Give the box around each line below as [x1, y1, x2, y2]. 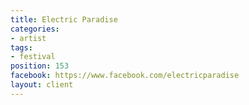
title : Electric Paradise [10, 14, 118, 25]
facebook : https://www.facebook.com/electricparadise [10, 71, 240, 81]
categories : [10, 24, 60, 34]
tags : [10, 42, 33, 53]
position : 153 [10, 61, 70, 71]
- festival [10, 52, 56, 62]
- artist [10, 33, 47, 43]
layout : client [10, 80, 74, 90]
